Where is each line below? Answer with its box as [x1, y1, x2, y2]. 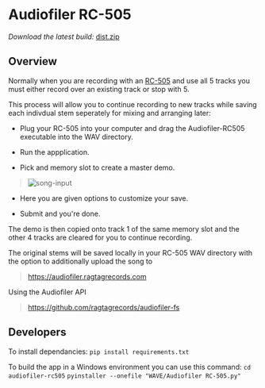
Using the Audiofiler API [8, 287, 86, 297]
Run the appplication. [19, 147, 90, 156]
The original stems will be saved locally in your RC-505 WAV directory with [8, 248, 253, 257]
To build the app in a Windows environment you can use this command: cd [8, 362, 252, 371]
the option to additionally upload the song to [8, 256, 153, 266]
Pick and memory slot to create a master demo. [19, 163, 175, 172]
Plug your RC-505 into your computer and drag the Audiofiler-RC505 [19, 123, 245, 133]
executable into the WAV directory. [19, 132, 133, 141]
